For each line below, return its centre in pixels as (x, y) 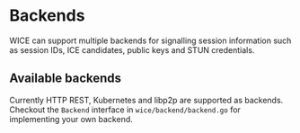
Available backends (66, 79)
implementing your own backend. (71, 119)
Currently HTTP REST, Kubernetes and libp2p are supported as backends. (146, 100)
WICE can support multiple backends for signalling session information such (150, 40)
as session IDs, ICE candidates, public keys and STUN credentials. (132, 49)
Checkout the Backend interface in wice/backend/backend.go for (125, 110)
